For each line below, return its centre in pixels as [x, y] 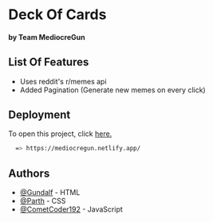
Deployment [39, 114]
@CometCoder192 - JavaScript [71, 209]
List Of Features [49, 62]
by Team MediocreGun [47, 37]
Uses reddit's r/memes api [63, 81]
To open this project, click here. [60, 134]
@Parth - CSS [43, 201]
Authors [29, 173]
